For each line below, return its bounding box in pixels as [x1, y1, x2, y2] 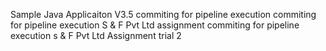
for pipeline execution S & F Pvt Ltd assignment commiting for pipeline [10, 19, 300, 31]
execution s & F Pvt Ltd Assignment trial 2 [10, 30, 182, 41]
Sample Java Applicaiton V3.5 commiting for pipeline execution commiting [10, 9, 317, 20]
